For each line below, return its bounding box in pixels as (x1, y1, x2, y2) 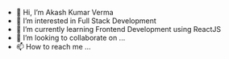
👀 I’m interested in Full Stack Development (15, 16, 157, 26)
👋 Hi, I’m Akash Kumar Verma (15, 8, 114, 17)
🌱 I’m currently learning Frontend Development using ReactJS (15, 25, 222, 33)
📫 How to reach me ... (15, 42, 91, 51)
